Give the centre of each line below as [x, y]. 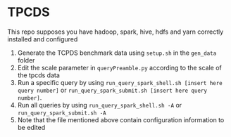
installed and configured [43, 39]
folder [26, 60]
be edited [31, 127]
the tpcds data [38, 75]
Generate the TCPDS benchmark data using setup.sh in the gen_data [117, 53]
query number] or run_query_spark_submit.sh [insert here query [112, 90]
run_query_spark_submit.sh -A [62, 113]
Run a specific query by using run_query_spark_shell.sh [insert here [120, 82]
